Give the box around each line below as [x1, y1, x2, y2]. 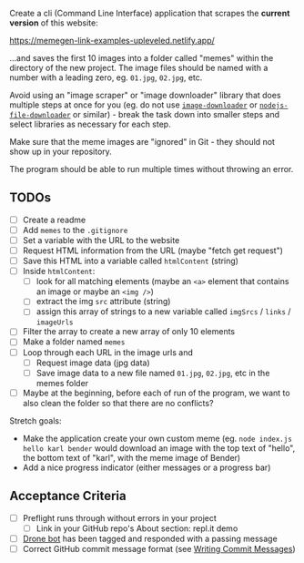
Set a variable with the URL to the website [22, 234, 180, 245]
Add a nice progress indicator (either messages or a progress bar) [22, 462, 271, 473]
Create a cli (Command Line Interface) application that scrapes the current [9, 8, 290, 18]
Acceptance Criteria [9, 488, 127, 504]
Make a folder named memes [22, 336, 126, 347]
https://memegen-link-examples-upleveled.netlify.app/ [9, 36, 216, 46]
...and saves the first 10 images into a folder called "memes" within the [9, 53, 274, 63]
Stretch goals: [9, 415, 62, 426]
